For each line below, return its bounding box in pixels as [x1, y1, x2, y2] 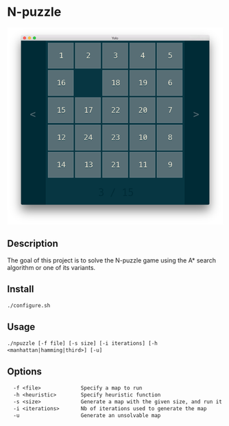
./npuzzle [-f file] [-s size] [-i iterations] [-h [7, 340, 158, 347]
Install [7, 283, 34, 295]
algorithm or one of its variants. [7, 263, 96, 271]
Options [7, 366, 43, 377]
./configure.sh [7, 302, 51, 309]
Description [7, 238, 58, 249]
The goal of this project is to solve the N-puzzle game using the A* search [7, 256, 217, 265]
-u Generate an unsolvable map [13, 412, 161, 419]
